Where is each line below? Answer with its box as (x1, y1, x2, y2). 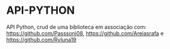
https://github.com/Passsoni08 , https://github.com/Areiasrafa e (6, 29, 164, 36)
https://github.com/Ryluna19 (6, 36, 77, 43)
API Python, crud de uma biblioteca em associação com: (6, 23, 146, 30)
